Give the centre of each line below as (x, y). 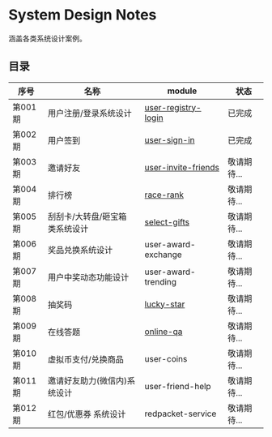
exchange (163, 255)
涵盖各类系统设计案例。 (47, 38)
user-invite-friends (182, 167)
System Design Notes (83, 15)
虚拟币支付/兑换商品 (85, 359)
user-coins (166, 358)
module (182, 91)
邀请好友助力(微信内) (87, 380)
